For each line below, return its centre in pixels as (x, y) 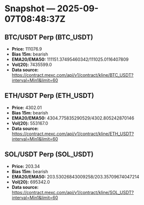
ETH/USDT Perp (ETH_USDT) (49, 96)
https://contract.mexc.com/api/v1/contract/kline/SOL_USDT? (73, 192)
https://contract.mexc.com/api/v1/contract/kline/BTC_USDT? (72, 75)
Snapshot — (30, 9)
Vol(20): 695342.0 (31, 182)
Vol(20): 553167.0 (30, 123)
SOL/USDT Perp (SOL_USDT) (49, 155)
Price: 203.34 (26, 166)
